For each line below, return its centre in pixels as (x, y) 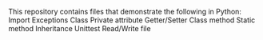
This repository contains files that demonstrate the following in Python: (125, 12)
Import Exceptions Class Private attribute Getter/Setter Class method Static (132, 20)
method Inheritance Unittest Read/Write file (80, 28)
